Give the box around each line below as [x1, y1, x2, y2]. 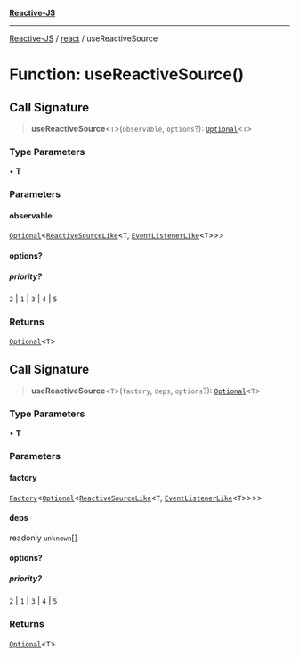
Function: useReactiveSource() [9, 64, 245, 85]
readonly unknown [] [9, 532, 78, 543]
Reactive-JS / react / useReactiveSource [9, 33, 158, 44]
